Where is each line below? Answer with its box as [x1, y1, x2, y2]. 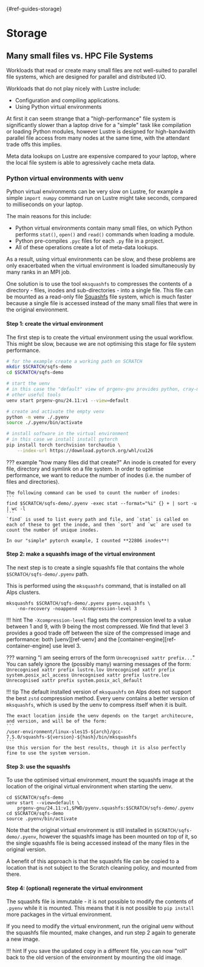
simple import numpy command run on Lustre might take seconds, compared [6, 194, 197, 202]
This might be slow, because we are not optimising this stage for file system [6, 340, 196, 347]
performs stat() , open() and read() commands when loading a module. [15, 231, 195, 238]
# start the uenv [6, 380, 50, 387]
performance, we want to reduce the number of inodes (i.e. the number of [6, 471, 192, 479]
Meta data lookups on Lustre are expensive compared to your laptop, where [6, 153, 196, 160]
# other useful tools [6, 391, 61, 397]
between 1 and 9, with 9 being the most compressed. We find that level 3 [6, 622, 189, 630]
